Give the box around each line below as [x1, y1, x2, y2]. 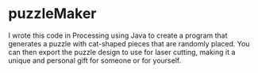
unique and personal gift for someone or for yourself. [8, 56, 182, 65]
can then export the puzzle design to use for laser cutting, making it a [8, 47, 236, 57]
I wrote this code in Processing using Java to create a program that [8, 31, 228, 40]
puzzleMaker [8, 5, 97, 23]
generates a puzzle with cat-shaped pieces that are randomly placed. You [8, 38, 250, 48]
